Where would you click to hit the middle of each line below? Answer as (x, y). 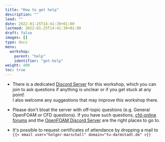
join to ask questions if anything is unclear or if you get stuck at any (82, 89)
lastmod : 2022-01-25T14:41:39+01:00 (43, 28)
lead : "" (14, 19)
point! (18, 95)
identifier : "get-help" (39, 61)
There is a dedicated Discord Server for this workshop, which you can (84, 84)
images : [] (16, 38)
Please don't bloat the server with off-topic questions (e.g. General (81, 110)
